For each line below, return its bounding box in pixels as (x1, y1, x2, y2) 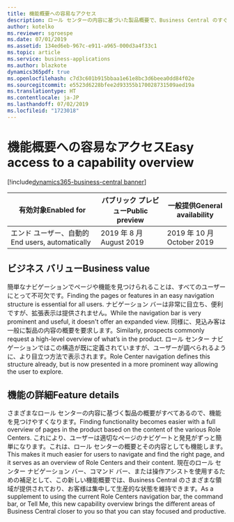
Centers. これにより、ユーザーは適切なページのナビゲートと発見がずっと (7, 434, 216, 442)
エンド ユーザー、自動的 (10, 228, 89, 237)
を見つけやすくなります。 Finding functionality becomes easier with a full (7, 418, 216, 426)
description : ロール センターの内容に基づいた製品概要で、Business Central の (7, 17, 218, 24)
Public (126, 206, 148, 216)
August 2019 (100, 237, 144, 247)
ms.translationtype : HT (7, 88, 77, 95)
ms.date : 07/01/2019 (7, 36, 68, 43)
